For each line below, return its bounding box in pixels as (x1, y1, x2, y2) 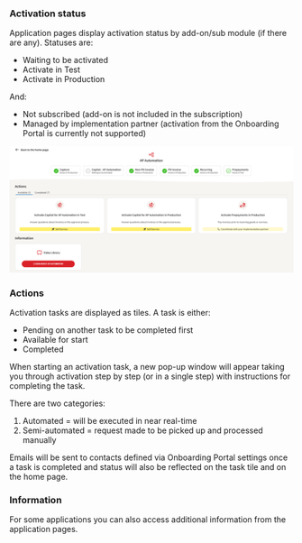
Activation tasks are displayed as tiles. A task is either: (9, 308, 211, 318)
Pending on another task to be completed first (22, 325, 194, 336)
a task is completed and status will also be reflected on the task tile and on (9, 462, 287, 473)
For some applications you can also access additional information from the (9, 514, 287, 525)
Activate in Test (22, 64, 81, 75)
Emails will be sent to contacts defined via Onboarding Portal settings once (9, 452, 288, 463)
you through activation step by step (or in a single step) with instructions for (9, 371, 291, 382)
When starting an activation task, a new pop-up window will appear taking (9, 362, 286, 373)
